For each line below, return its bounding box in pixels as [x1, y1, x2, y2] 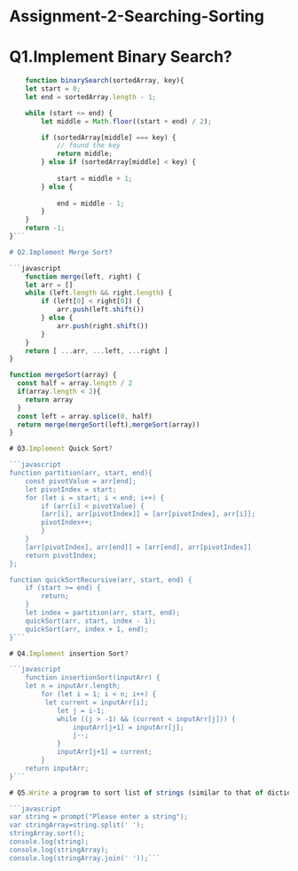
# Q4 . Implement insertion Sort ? [9, 649, 129, 658]
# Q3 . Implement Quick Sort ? [9, 444, 114, 453]
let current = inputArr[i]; [44, 698, 149, 707]
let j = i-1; [56, 706, 105, 715]
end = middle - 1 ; [56, 199, 125, 208]
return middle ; [56, 149, 114, 159]
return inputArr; [25, 764, 90, 773]
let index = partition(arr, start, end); [25, 608, 180, 617]
